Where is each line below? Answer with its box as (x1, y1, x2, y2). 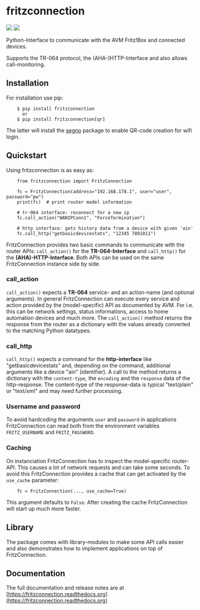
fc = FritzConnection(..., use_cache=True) (17, 488, 127, 494)
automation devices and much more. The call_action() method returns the (6, 314, 192, 321)
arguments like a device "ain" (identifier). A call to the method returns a (6, 368, 181, 375)
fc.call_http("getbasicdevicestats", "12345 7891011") (17, 230, 156, 236)
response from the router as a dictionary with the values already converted (6, 320, 190, 327)
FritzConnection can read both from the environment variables (6, 422, 160, 429)
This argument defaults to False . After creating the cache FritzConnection (6, 498, 188, 506)
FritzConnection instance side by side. (6, 260, 100, 268)
